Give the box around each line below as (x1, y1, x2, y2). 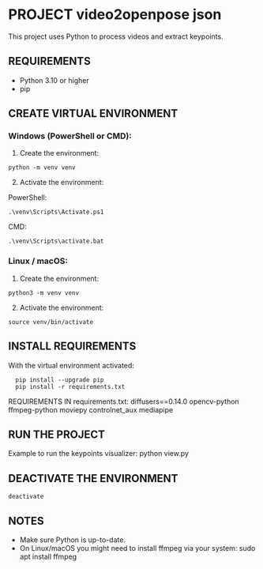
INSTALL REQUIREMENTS (8, 340, 137, 353)
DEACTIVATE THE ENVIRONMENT (8, 472, 178, 485)
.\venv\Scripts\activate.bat (8, 237, 104, 246)
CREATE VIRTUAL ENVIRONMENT (8, 107, 178, 120)
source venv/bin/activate (8, 318, 93, 326)
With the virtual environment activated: (8, 360, 134, 370)
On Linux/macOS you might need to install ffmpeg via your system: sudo (19, 543, 256, 552)
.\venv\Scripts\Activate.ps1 (8, 208, 104, 217)
